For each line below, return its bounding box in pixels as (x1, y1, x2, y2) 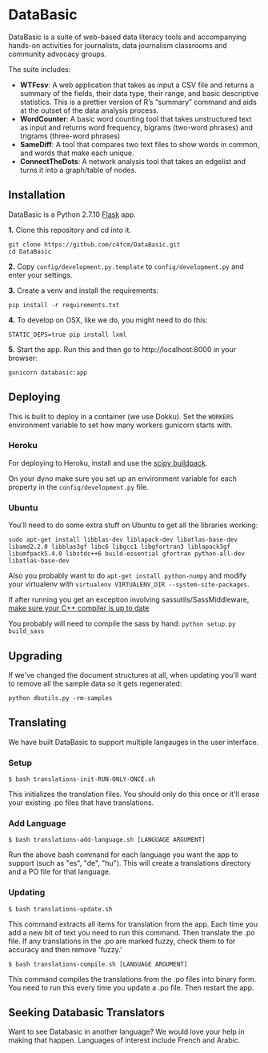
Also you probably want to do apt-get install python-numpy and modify (8, 571, 246, 581)
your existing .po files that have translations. (8, 798, 154, 807)
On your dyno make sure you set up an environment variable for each (8, 474, 238, 483)
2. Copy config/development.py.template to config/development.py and (8, 262, 244, 271)
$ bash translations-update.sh (8, 905, 113, 913)
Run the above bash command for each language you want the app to (8, 850, 238, 859)
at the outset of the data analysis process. (19, 106, 159, 115)
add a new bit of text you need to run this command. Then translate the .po (8, 927, 255, 937)
